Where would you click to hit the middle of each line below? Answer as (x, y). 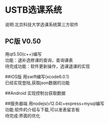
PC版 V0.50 (23, 41)
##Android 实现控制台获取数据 (35, 93)
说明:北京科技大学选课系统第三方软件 (42, 24)
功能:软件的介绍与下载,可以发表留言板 (42, 109)
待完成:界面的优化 (23, 116)
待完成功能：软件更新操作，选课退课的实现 (47, 66)
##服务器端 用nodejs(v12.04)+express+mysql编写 (55, 103)
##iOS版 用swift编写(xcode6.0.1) (37, 77)
